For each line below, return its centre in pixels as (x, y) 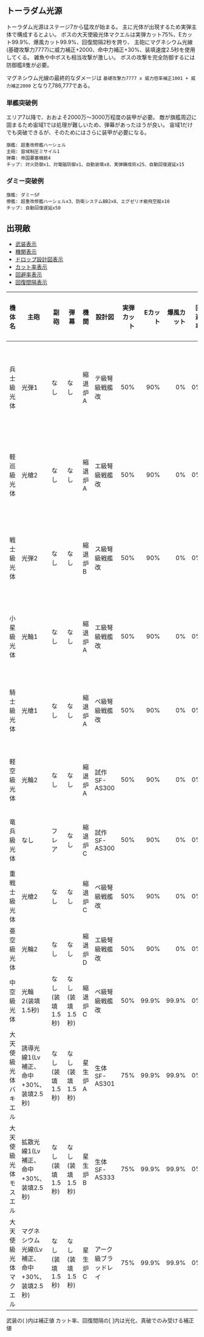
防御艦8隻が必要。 (29, 65)
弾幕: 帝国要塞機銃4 (29, 158)
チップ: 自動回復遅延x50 (33, 208)
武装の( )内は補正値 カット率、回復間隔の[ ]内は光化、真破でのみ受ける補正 (100, 1321)
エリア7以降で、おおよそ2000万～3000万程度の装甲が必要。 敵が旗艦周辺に (102, 117)
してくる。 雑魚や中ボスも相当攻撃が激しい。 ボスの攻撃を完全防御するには (101, 57)
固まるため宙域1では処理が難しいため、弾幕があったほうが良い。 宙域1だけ (100, 125)
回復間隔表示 (31, 282)
